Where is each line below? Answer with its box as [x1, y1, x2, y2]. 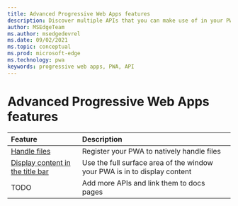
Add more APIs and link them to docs [81, 178, 205, 188]
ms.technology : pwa [7, 57, 65, 64]
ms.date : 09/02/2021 [7, 37, 69, 44]
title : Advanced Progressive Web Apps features [7, 10, 151, 18]
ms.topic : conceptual [7, 43, 72, 50]
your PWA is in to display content [81, 166, 192, 176]
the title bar [11, 166, 50, 176]
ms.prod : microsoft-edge [7, 50, 81, 57]
